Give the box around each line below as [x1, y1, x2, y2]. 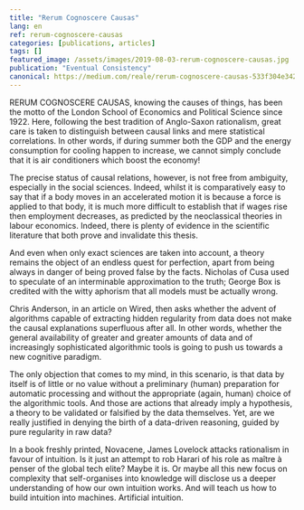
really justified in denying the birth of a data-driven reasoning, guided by [9, 417, 280, 428]
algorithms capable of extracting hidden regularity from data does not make [9, 313, 292, 324]
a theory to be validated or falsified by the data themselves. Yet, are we [9, 407, 275, 418]
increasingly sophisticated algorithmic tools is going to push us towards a [9, 341, 283, 353]
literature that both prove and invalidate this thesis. [9, 230, 199, 241]
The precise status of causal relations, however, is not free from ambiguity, [9, 172, 289, 183]
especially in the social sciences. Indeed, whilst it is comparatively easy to [9, 182, 286, 193]
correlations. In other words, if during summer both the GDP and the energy [9, 135, 291, 146]
